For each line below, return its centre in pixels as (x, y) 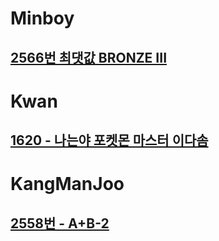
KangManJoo (67, 184)
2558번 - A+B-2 (60, 223)
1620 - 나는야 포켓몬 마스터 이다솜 (109, 140)
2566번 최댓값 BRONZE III (89, 57)
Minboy (42, 18)
